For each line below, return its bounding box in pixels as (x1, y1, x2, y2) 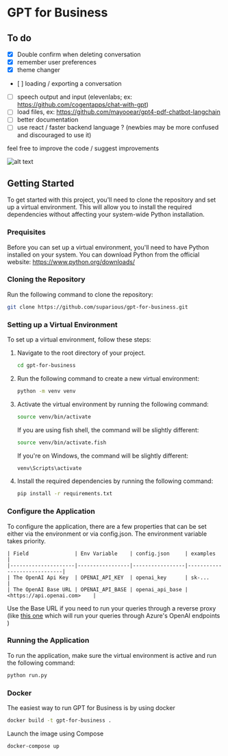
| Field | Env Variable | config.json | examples (7, 550, 216, 557)
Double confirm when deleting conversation (16, 50, 142, 58)
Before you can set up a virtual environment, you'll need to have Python (7, 243, 210, 251)
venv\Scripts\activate (16, 464, 82, 471)
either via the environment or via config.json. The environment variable (7, 530, 207, 538)
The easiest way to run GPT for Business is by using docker (7, 704, 176, 712)
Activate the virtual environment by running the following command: (16, 400, 209, 408)
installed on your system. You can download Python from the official (7, 250, 200, 259)
